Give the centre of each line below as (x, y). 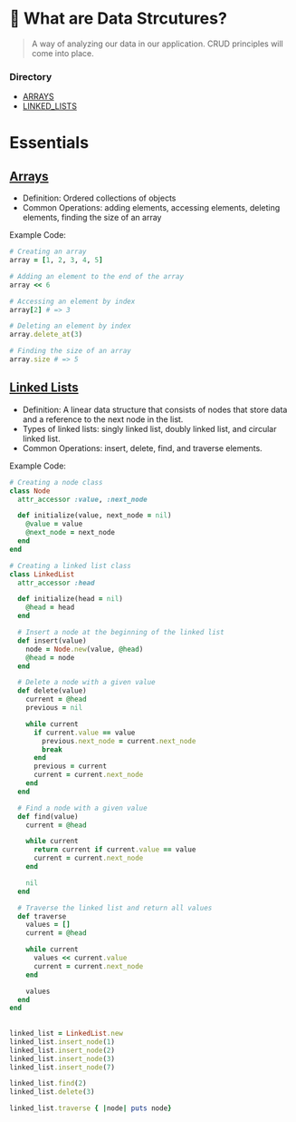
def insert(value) (53, 640)
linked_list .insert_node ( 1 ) (62, 1042)
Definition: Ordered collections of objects (99, 198)
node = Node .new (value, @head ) (85, 649)
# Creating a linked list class (70, 566)
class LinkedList (42, 574)
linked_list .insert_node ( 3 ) (62, 1058)
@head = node (50, 657)
